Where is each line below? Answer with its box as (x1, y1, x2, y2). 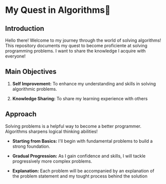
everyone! (5, 53, 26, 59)
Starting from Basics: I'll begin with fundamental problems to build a (12, 138, 153, 144)
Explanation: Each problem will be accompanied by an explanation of (12, 168, 155, 174)
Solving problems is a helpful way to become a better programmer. (5, 123, 142, 129)
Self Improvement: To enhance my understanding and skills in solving (12, 80, 156, 86)
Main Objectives (5, 67, 57, 76)
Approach (5, 110, 37, 119)
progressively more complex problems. (12, 158, 93, 164)
